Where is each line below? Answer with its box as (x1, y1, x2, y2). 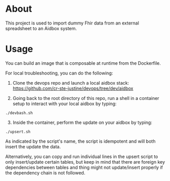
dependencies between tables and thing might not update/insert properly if (5, 164, 163, 170)
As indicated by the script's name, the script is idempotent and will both (5, 138, 156, 144)
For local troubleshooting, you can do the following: (5, 70, 114, 76)
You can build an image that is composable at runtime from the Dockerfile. (5, 60, 161, 66)
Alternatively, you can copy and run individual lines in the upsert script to (5, 153, 158, 160)
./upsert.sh (5, 129, 31, 134)
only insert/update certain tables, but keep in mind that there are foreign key (5, 159, 165, 165)
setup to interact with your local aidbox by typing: (12, 100, 117, 107)
